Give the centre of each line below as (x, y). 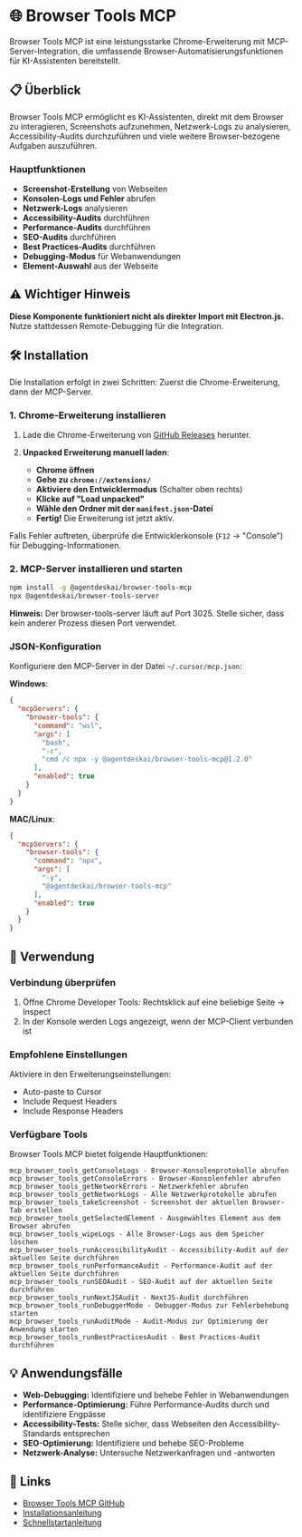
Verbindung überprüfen (62, 982)
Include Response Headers (73, 1111)
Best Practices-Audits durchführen (89, 247)
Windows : (29, 684)
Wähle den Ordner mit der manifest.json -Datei (125, 508)
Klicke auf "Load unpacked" (90, 499)
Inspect (37, 1011)
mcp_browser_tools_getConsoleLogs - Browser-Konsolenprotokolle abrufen (149, 1171)
